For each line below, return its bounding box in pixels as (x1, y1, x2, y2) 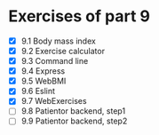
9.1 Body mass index (20, 36, 97, 46)
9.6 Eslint (20, 86, 55, 97)
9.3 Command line (20, 56, 89, 67)
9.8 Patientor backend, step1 (20, 106, 126, 116)
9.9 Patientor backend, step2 (20, 115, 128, 126)
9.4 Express (20, 66, 66, 76)
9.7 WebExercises (20, 96, 87, 107)
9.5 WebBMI (20, 75, 67, 86)
